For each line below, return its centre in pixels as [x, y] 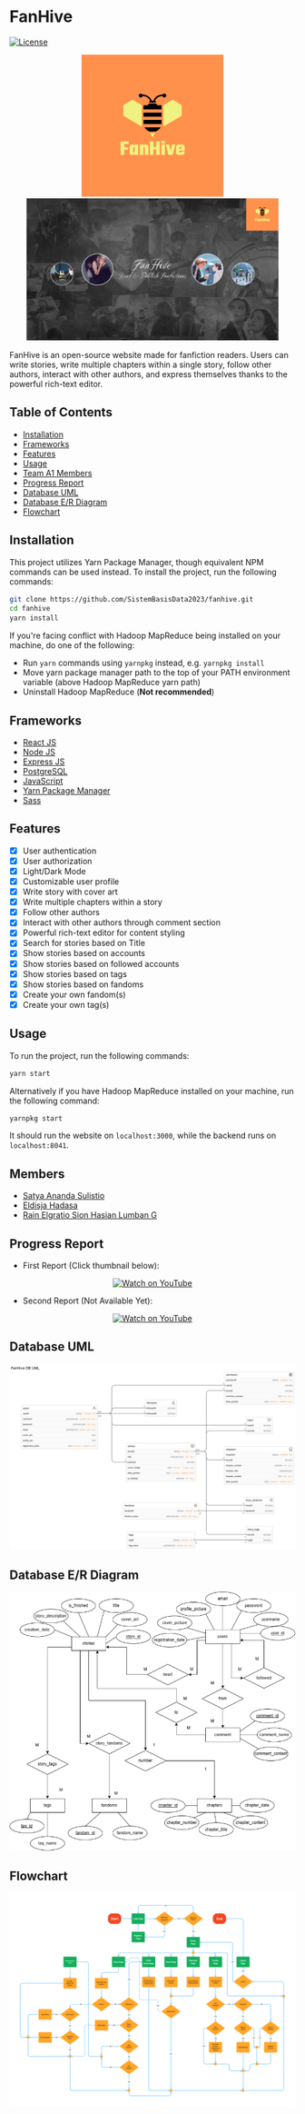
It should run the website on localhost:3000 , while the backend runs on [143, 1136]
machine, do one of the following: [72, 645]
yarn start [30, 1073]
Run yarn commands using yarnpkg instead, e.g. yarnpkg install [143, 663]
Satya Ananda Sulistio [64, 1196]
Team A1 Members [57, 473]
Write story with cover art [70, 892]
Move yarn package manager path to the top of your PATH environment [156, 673]
